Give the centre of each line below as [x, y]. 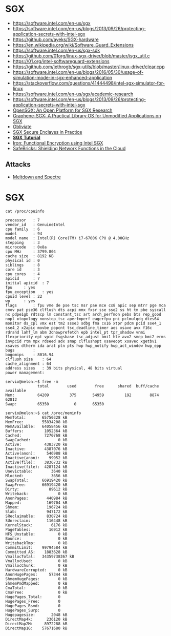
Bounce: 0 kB [36, 539]
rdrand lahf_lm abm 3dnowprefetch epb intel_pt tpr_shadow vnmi [75, 332]
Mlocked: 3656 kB [36, 476]
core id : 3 [23, 270]
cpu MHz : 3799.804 [31, 252]
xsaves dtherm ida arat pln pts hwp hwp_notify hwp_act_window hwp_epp [83, 346]
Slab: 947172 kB [36, 511]
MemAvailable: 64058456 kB [36, 426]
